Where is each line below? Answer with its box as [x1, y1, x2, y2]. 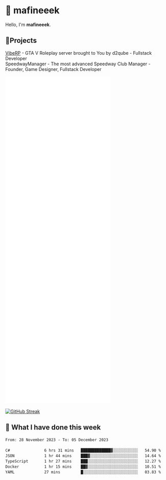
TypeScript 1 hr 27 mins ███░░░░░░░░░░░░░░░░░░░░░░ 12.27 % [5, 459, 161, 464]
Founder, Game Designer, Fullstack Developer [5, 66, 102, 72]
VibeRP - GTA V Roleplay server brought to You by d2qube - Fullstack [5, 50, 152, 56]
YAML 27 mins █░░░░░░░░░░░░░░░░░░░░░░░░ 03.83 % [5, 469, 161, 474]
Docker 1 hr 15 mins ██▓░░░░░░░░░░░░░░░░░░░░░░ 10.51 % [5, 464, 161, 469]
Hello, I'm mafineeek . [5, 21, 51, 28]
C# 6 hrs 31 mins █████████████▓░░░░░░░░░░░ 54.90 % [5, 448, 161, 453]
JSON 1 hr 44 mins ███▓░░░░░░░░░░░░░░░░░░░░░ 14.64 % [5, 453, 161, 459]
